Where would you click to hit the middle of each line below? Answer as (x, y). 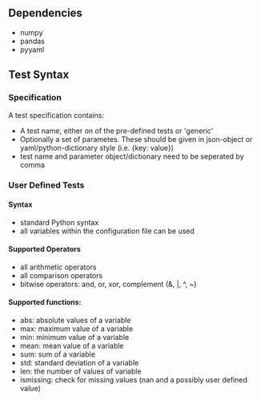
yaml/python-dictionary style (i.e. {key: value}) (97, 147)
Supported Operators (45, 249)
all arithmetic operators (58, 267)
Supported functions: (45, 302)
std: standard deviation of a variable (79, 363)
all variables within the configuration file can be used (107, 231)
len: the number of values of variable (80, 371)
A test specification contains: (56, 115)
